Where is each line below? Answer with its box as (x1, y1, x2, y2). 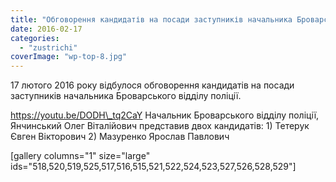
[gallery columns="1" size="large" (10, 150, 151, 162)
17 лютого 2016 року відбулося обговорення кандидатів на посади (10, 79, 295, 91)
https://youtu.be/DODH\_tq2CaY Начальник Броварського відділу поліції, (10, 109, 320, 121)
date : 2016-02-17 (10, 24, 83, 34)
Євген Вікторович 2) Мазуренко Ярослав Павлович (10, 131, 230, 143)
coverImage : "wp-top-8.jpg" (10, 52, 128, 62)
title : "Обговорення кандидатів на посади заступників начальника (10, 14, 293, 25)
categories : (10, 33, 60, 43)
